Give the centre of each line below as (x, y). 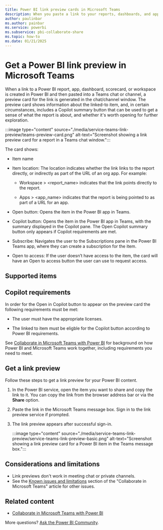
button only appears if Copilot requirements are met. (65, 231)
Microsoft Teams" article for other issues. (54, 486)
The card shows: (22, 149)
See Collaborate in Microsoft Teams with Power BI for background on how (79, 343)
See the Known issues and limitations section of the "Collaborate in (79, 481)
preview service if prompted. (41, 414)
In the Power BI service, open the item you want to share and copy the (82, 389)
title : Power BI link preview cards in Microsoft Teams (63, 9)
